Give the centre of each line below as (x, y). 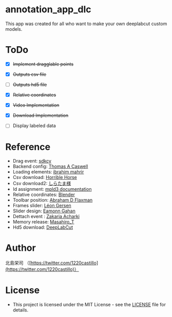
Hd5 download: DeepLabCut (43, 227)
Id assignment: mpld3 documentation (52, 189)
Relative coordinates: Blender (44, 195)
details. (21, 310)
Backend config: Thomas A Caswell (50, 166)
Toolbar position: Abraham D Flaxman (53, 200)
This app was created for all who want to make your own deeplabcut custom (86, 24)
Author (21, 248)
